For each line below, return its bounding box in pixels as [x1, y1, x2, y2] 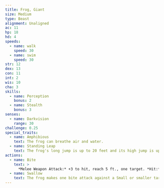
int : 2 [5, 75, 19, 80]
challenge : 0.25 [5, 125, 38, 130]
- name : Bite [9, 157, 36, 162]
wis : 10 [5, 80, 21, 85]
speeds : [5, 39, 21, 44]
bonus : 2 [14, 98, 32, 103]
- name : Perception [9, 94, 49, 98]
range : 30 [14, 121, 34, 126]
